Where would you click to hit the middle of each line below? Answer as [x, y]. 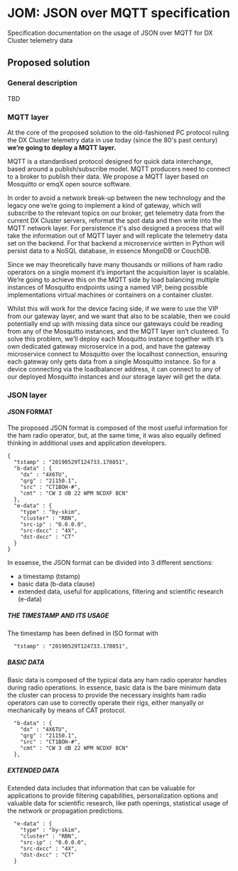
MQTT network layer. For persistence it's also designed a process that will [116, 228]
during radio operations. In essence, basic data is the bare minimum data [114, 687]
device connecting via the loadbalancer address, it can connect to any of [114, 369]
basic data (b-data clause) [56, 584]
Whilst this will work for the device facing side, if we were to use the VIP [113, 308]
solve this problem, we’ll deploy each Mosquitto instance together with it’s [115, 339]
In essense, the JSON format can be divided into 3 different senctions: [110, 563]
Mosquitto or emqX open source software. [69, 184]
